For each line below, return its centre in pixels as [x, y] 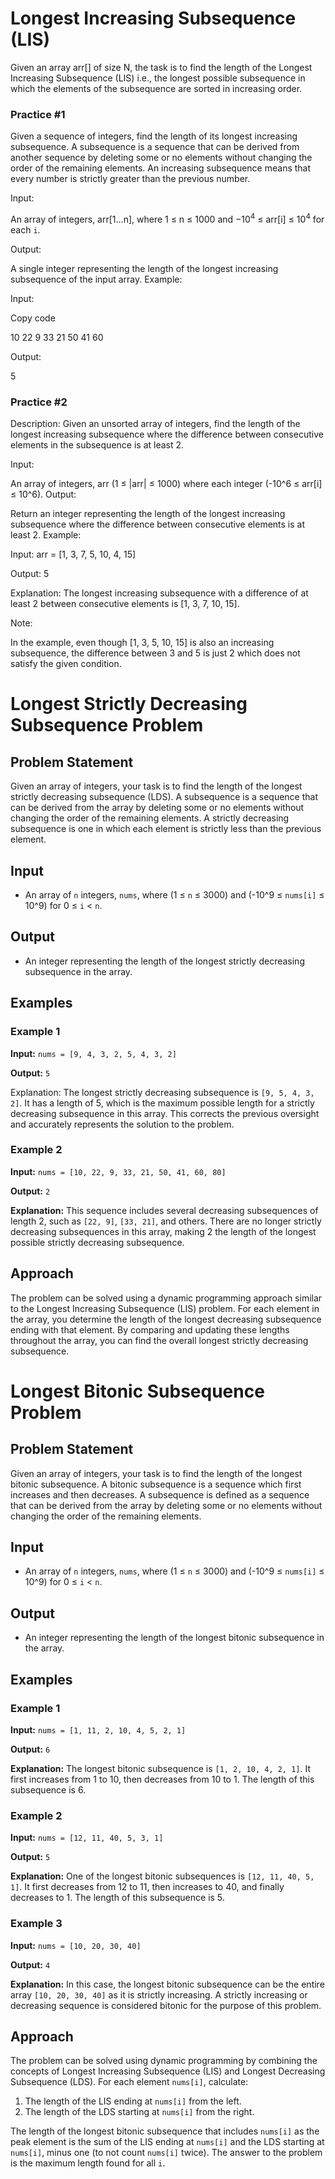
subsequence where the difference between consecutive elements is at [158, 524]
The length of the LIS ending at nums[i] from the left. [133, 2101]
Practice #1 [38, 114]
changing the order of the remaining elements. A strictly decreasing [150, 818]
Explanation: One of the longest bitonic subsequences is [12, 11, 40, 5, [162, 1876]
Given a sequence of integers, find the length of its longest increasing [154, 136]
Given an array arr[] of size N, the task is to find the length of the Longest [161, 67]
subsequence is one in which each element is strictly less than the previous [166, 829]
